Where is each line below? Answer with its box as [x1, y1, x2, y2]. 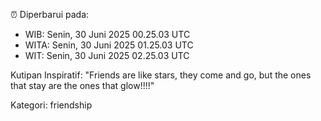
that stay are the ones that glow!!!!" [10, 80, 155, 91]
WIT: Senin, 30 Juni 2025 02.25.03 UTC [24, 50, 190, 61]
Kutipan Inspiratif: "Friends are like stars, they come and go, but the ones [10, 69, 312, 81]
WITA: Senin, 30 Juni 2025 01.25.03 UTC [24, 39, 194, 51]
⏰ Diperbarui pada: [10, 9, 90, 20]
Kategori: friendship [10, 99, 93, 111]
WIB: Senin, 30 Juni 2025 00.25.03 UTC [24, 29, 191, 40]
